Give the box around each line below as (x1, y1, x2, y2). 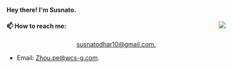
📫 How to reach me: (6, 22, 67, 31)
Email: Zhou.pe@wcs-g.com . (16, 53, 100, 62)
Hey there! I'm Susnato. (6, 6, 77, 14)
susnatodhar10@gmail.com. (76, 40, 156, 48)
